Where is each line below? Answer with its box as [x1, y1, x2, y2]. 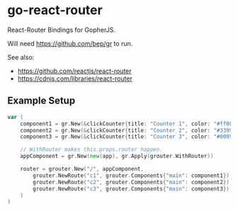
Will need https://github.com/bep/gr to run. [7, 39, 133, 47]
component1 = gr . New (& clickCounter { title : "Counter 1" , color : [20, 120, 211, 127]
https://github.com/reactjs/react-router [17, 67, 132, 75]
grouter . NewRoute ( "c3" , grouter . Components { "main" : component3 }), [33, 185, 233, 193]
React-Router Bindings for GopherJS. [7, 25, 115, 34]
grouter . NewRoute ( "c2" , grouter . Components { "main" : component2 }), [33, 178, 233, 186]
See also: [7, 52, 35, 62]
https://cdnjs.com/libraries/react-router [17, 74, 133, 83]
